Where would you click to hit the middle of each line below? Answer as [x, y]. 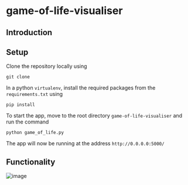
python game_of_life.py [35, 133]
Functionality [31, 162]
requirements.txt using [35, 94]
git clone [18, 77]
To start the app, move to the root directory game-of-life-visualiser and [94, 116]
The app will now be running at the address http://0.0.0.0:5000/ [86, 143]
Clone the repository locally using [47, 66]
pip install [20, 105]
